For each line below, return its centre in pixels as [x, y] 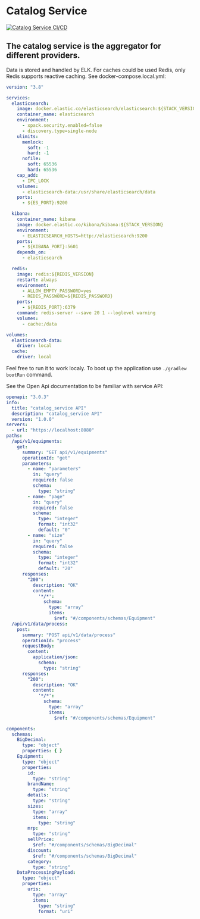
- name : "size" [46, 535]
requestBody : [38, 646]
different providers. [43, 56]
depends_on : [32, 252]
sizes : [36, 806]
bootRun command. [29, 374]
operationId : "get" [46, 458]
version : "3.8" [25, 87]
